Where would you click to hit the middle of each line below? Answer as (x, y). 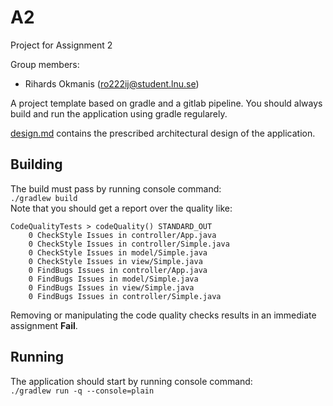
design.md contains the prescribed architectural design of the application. (163, 133)
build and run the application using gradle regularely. (119, 113)
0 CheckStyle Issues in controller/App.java (122, 235)
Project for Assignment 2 (61, 45)
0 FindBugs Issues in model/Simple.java (113, 279)
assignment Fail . (44, 325)
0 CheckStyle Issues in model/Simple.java (118, 252)
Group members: (45, 64)
